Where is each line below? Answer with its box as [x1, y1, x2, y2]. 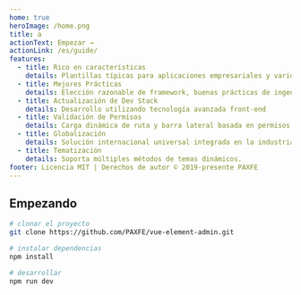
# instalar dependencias [9, 243, 102, 253]
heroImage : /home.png [9, 21, 90, 30]
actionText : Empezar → [9, 38, 94, 47]
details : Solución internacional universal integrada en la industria [25, 138, 295, 147]
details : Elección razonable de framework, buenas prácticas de [25, 88, 271, 97]
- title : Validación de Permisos [17, 113, 142, 122]
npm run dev [9, 276, 54, 286]
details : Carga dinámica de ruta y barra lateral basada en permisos [25, 122, 291, 131]
